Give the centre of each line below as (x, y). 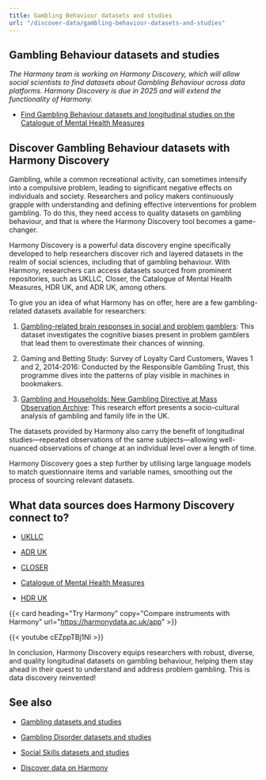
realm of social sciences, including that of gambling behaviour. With (120, 262)
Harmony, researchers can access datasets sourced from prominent (120, 271)
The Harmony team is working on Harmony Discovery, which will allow (125, 74)
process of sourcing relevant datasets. (72, 481)
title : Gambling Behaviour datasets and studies (91, 15)
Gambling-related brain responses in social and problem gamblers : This (137, 326)
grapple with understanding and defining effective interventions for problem (133, 205)
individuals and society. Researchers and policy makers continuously (122, 196)
